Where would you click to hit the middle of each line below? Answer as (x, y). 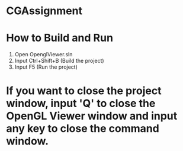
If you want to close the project (84, 91)
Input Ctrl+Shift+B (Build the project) (60, 61)
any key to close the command (83, 129)
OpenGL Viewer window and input (92, 116)
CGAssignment (44, 11)
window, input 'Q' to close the (81, 103)
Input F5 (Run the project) (46, 67)
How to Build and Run (60, 38)
